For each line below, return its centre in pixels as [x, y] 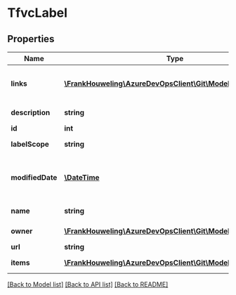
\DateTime [82, 177]
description [31, 112]
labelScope [30, 144]
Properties [31, 39]
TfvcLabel [38, 13]
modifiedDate [34, 177]
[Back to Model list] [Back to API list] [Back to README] [88, 284]
